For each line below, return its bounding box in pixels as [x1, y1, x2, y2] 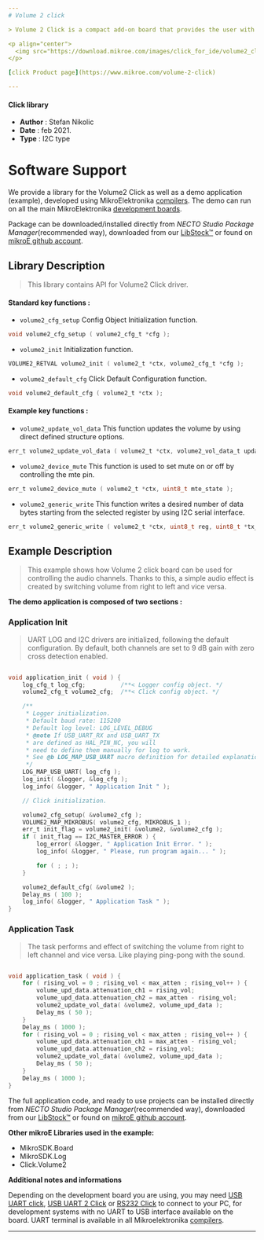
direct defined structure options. [19, 431, 125, 441]
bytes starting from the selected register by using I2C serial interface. [19, 508, 245, 517]
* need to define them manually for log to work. [25, 746, 192, 754]
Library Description [8, 259, 105, 272]
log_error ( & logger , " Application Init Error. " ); [36, 840, 213, 849]
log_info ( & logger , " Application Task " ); [22, 897, 170, 906]
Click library [8, 100, 49, 109]
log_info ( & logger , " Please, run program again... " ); [36, 848, 226, 856]
